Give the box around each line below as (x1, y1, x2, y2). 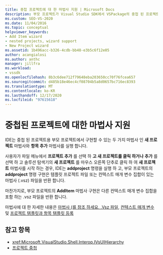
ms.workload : (5, 66, 32, 71)
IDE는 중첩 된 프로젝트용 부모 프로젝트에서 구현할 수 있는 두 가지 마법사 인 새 (5, 137, 149, 143)
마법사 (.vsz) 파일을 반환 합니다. (5, 178, 65, 184)
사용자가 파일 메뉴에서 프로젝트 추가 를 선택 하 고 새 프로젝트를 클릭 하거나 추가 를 (5, 153, 158, 159)
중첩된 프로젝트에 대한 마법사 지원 (5, 120, 130, 131)
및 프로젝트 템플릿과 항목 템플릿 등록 (5, 210, 74, 216)
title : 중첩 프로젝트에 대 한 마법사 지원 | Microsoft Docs (5, 7, 115, 12)
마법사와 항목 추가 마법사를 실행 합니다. (14, 143, 88, 149)
